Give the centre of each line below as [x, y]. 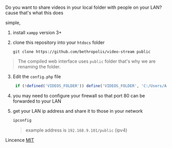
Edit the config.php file [37, 77]
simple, [13, 23]
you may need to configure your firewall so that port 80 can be [79, 95]
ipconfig [22, 120]
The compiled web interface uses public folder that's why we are [87, 61]
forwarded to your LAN [37, 101]
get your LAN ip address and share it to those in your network [78, 111]
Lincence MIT [20, 140]
